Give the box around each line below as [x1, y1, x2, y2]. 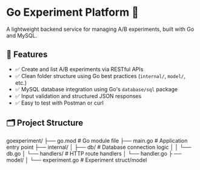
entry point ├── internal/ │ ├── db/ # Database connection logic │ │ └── [6, 143, 192, 151]
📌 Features [6, 50, 48, 60]
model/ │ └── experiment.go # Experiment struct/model [6, 156, 147, 163]
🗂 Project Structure [6, 118, 84, 128]
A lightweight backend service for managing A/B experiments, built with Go [6, 25, 195, 33]
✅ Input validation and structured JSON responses [15, 92, 142, 99]
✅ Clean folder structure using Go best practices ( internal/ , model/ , [15, 72, 186, 79]
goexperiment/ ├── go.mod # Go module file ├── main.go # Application [6, 137, 188, 144]
